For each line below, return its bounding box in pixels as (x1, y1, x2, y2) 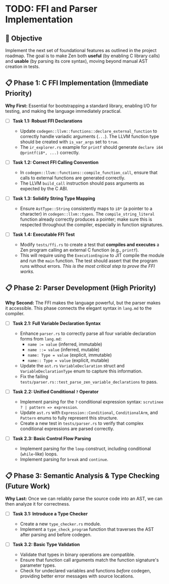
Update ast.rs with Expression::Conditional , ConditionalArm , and (20, 409, 158, 415)
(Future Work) (5, 482, 50, 491)
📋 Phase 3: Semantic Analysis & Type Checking (5, 472, 160, 480)
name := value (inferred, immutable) (27, 341, 102, 347)
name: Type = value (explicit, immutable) (27, 352, 112, 358)
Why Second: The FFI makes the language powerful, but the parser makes (5, 300, 161, 306)
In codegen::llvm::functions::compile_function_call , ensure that (20, 169, 158, 175)
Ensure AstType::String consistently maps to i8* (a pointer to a (20, 205, 153, 212)
